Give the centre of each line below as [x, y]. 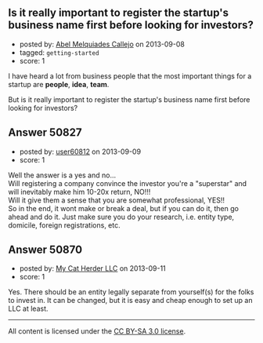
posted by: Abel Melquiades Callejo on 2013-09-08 [102, 44]
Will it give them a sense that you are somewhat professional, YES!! [117, 200]
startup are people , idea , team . [59, 84]
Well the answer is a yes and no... [62, 175]
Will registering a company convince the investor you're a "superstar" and [128, 183]
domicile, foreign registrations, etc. [64, 225]
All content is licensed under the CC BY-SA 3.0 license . [97, 331]
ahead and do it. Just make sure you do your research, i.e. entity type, [121, 217]
